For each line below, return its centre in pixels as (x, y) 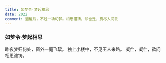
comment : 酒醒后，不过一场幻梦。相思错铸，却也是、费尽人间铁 (62, 19)
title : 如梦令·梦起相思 (27, 10)
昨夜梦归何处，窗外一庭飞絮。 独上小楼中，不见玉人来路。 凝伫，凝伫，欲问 (83, 49)
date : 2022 (16, 14)
